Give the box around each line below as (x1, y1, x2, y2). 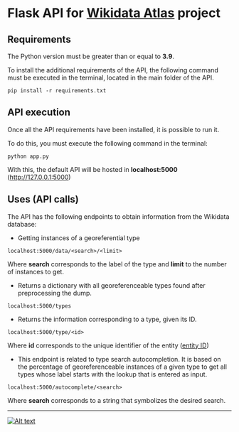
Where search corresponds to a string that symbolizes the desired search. (7, 396, 226, 404)
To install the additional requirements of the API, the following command (7, 66, 218, 74)
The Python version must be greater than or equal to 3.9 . (7, 52, 174, 60)
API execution (7, 107, 71, 119)
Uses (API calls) (7, 193, 80, 205)
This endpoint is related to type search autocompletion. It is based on (17, 355, 222, 363)
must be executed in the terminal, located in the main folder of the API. (7, 73, 215, 82)
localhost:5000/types (7, 302, 72, 310)
